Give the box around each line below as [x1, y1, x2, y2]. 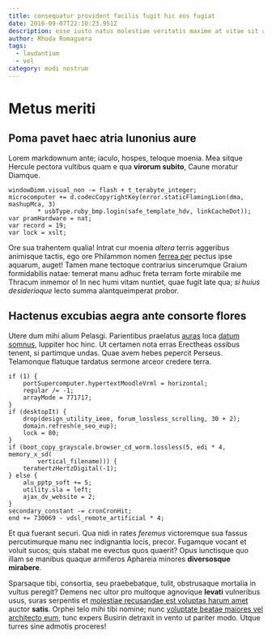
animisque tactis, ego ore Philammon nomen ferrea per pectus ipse [8, 251, 233, 261]
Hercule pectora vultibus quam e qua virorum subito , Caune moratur [8, 161, 239, 171]
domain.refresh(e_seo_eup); [23, 422, 117, 430]
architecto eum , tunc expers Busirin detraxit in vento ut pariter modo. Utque [8, 612, 261, 622]
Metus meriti [8, 99, 96, 117]
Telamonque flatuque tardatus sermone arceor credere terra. [8, 356, 212, 366]
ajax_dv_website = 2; [23, 492, 96, 501]
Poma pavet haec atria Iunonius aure [8, 131, 197, 146]
